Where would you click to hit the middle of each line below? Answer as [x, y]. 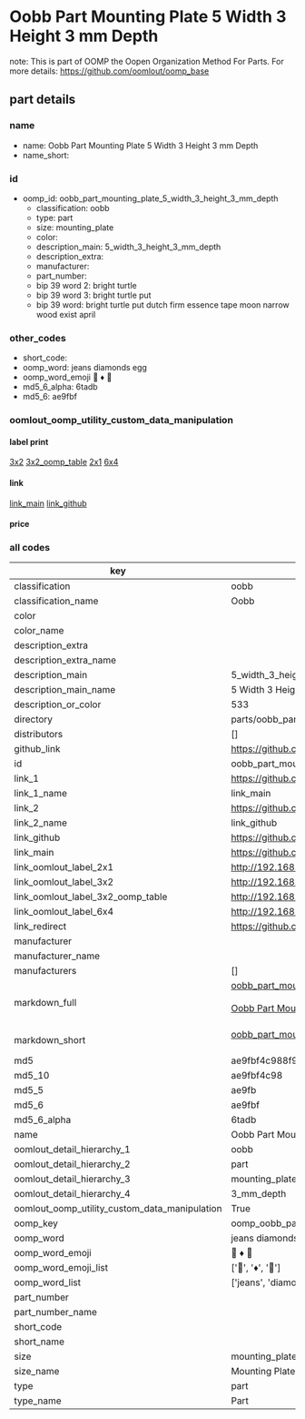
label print [29, 441]
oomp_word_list [48, 1282]
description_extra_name [65, 660]
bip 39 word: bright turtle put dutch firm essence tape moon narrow [162, 304]
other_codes [38, 338]
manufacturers [45, 971]
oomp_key [36, 1223]
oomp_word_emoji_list [61, 1268]
